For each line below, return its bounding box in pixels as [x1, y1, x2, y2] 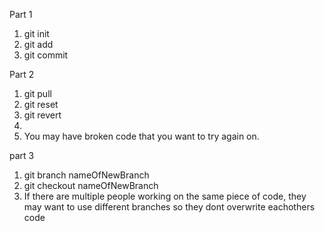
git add [23, 39, 54, 50]
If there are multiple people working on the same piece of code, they [23, 190, 307, 202]
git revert [23, 109, 62, 121]
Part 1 [9, 9, 33, 20]
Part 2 [9, 69, 35, 80]
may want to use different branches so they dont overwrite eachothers [23, 201, 316, 213]
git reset [23, 99, 59, 110]
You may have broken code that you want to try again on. [23, 130, 260, 142]
